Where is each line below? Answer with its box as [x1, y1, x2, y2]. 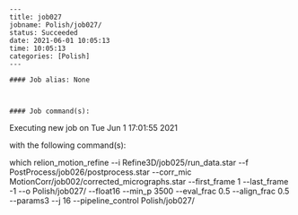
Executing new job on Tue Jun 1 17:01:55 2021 [9, 123, 178, 133]
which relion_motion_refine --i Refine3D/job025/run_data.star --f [9, 158, 249, 168]
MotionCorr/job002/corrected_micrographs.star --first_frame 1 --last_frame [9, 176, 289, 186]
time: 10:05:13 [9, 44, 66, 53]
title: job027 [9, 13, 63, 21]
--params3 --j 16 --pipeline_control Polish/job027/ [9, 195, 195, 206]
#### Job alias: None [9, 75, 91, 84]
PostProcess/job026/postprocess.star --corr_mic [9, 167, 192, 177]
